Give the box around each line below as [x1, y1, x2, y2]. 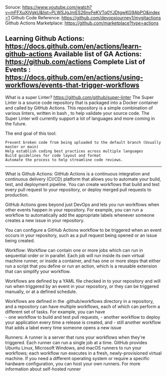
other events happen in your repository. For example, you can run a [5, 206, 143, 213]
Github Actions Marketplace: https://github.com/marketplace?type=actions [5, 20, 159, 26]
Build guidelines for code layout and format [5, 153, 101, 158]
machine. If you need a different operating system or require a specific [5, 355, 150, 361]
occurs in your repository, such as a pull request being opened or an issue [5, 232, 158, 238]
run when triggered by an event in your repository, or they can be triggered [5, 283, 159, 289]
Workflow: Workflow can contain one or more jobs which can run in [5, 247, 143, 253]
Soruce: [5, 4, 21, 10]
